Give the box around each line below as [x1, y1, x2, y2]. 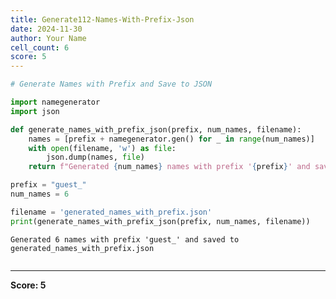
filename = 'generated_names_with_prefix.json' [10, 207, 213, 217]
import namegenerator [10, 97, 101, 107]
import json [10, 106, 60, 116]
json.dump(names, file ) [46, 152, 145, 163]
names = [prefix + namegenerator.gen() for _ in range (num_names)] [28, 134, 315, 144]
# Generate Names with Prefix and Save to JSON [10, 79, 213, 90]
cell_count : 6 [10, 42, 70, 53]
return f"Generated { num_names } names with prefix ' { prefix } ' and [28, 162, 311, 172]
